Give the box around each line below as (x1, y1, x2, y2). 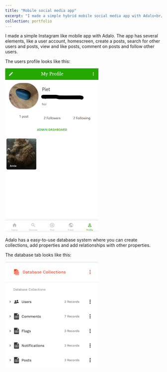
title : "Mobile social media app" (5, 8, 77, 13)
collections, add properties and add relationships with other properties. (5, 242, 151, 248)
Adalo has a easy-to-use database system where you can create (5, 237, 138, 243)
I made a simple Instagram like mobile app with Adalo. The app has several (5, 33, 158, 39)
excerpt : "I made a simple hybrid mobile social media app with (5, 13, 141, 18)
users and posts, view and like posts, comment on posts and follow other (5, 43, 155, 49)
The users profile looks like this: (5, 58, 71, 64)
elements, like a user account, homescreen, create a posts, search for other (5, 38, 161, 44)
